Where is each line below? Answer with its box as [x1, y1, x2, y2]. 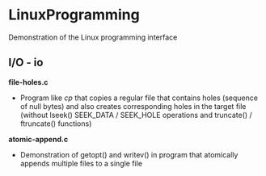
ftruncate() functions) [19, 119, 92, 128]
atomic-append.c [8, 134, 69, 144]
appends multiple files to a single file [19, 158, 143, 168]
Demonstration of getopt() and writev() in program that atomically [19, 149, 239, 159]
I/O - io [8, 56, 44, 69]
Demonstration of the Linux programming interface [8, 32, 178, 42]
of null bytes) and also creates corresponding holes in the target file [19, 101, 247, 111]
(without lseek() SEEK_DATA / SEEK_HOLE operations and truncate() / [19, 110, 252, 119]
